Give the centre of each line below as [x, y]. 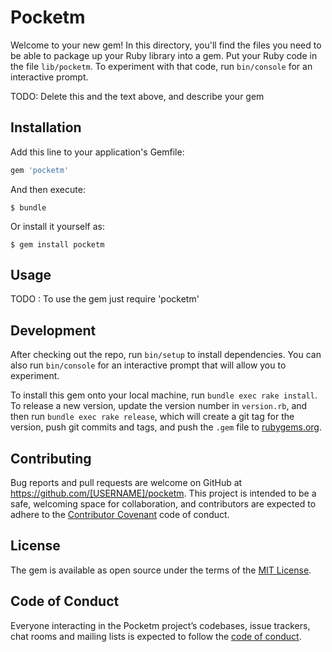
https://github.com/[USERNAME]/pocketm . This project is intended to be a [163, 493]
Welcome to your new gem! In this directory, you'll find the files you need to [166, 45]
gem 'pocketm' [40, 170]
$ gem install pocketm [57, 244]
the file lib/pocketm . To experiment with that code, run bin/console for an [161, 66]
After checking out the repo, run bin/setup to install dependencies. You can [166, 355]
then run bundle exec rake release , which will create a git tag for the [152, 417]
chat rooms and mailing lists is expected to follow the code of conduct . [156, 636]
